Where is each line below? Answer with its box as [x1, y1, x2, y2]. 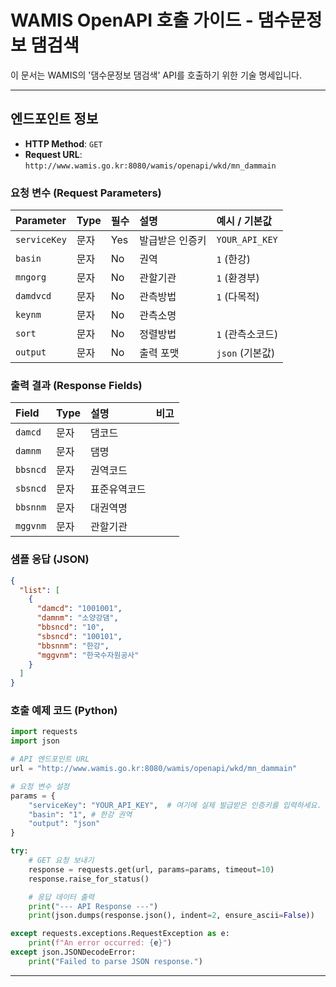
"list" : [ [19, 585, 60, 595]
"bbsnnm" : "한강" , [36, 641, 110, 651]
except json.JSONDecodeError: [10, 947, 137, 958]
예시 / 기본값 [216, 214, 272, 228]
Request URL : [24, 148, 83, 160]
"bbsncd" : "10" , [36, 622, 105, 633]
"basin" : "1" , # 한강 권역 [28, 809, 133, 820]
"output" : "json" [28, 819, 101, 829]
